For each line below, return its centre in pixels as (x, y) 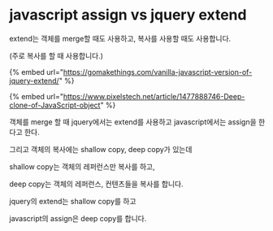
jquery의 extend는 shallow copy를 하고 (73, 201)
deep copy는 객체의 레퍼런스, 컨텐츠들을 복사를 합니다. (96, 184)
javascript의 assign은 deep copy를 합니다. (78, 218)
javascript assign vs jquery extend (128, 15)
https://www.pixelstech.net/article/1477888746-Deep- (154, 96)
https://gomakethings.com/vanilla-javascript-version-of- (158, 72)
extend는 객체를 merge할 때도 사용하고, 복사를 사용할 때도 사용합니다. (120, 38)
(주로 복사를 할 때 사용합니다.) (56, 55)
